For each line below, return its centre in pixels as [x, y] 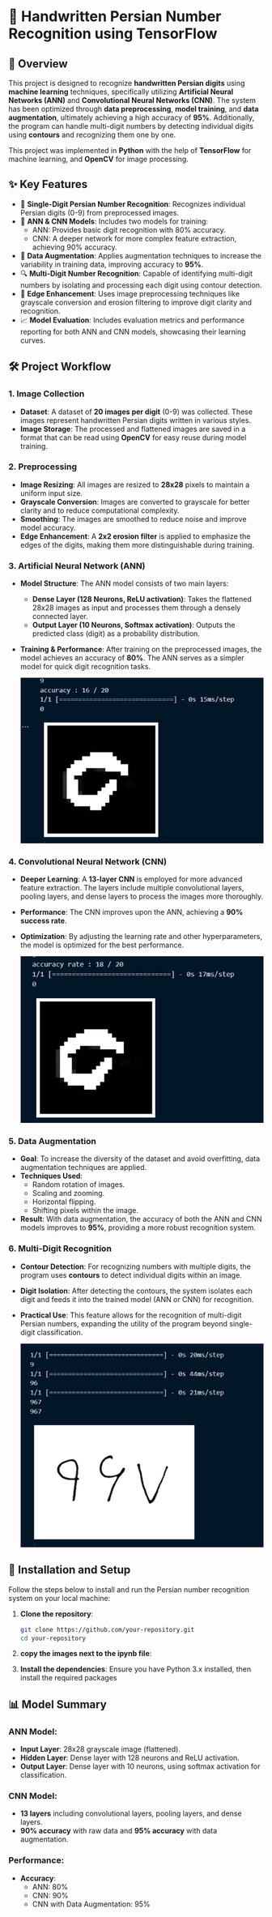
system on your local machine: [59, 1598]
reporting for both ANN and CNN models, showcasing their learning [133, 331]
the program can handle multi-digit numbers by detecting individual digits [131, 126]
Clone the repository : [57, 1614]
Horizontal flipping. [64, 1202]
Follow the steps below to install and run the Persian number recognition [129, 1589]
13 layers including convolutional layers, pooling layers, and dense [131, 1813]
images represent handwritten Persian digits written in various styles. [136, 420]
